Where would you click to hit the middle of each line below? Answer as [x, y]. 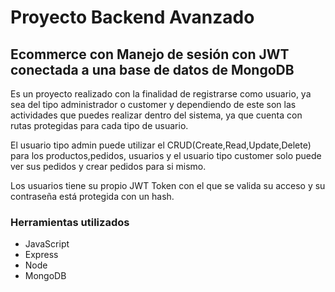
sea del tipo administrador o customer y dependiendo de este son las [153, 104]
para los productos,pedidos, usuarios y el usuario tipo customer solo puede [166, 155]
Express [41, 255]
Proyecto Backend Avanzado [132, 17]
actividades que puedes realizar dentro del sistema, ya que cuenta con [156, 115]
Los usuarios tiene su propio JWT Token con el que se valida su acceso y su [168, 185]
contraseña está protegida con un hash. [92, 196]
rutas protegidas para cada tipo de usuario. [99, 125]
